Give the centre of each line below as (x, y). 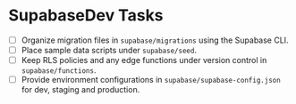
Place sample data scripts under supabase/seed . (109, 50)
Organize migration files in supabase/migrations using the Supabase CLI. (155, 40)
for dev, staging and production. (80, 90)
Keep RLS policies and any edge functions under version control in (144, 60)
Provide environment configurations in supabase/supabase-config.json (151, 80)
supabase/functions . (59, 70)
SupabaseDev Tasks (86, 16)
